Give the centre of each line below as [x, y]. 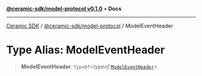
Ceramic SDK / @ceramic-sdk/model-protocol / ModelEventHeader [90, 26]
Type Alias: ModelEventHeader [86, 50]
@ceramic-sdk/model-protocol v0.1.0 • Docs [64, 9]
